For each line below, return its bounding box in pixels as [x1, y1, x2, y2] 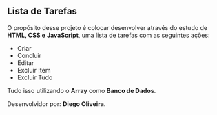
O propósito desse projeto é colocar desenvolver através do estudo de [7, 23, 208, 31]
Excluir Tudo [17, 73, 53, 81]
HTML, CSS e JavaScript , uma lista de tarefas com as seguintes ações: [7, 31, 210, 39]
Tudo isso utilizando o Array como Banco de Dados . [7, 86, 156, 94]
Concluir [17, 51, 42, 60]
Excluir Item [17, 66, 51, 74]
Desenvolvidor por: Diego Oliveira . [7, 99, 106, 108]
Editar [17, 58, 34, 67]
